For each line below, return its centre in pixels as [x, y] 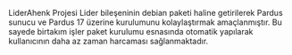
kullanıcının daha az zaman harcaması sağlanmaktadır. [108, 41]
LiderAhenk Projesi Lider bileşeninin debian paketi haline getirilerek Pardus [146, 13]
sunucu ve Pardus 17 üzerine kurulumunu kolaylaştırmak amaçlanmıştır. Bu [145, 22]
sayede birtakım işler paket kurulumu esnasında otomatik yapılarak [131, 31]
